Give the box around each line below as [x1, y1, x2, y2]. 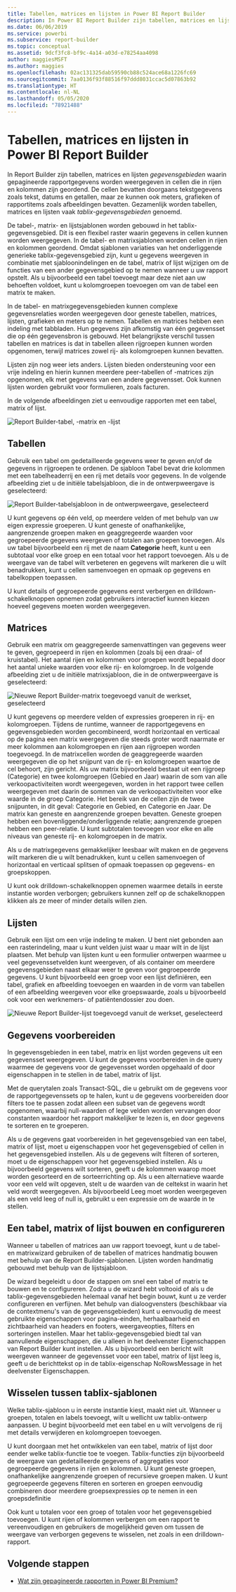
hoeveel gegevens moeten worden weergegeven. [7, 601, 151, 610]
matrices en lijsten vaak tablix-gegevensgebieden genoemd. [7, 207, 183, 216]
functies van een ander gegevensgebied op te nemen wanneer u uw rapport [7, 266, 228, 274]
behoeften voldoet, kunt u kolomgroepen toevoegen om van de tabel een [7, 280, 219, 289]
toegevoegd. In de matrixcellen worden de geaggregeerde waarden [7, 750, 203, 759]
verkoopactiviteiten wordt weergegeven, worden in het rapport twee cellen [7, 780, 224, 788]
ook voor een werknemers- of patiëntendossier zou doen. [7, 996, 175, 1004]
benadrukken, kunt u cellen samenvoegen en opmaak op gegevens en [7, 566, 211, 574]
